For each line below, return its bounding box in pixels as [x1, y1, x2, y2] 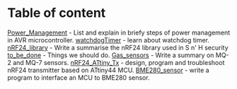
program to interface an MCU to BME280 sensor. [7, 73, 150, 82]
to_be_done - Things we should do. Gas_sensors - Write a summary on [7, 51, 214, 59]
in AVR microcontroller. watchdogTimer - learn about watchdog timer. [7, 35, 210, 44]
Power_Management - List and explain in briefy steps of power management [7, 28, 231, 37]
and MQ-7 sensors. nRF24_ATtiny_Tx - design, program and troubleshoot [13, 58, 225, 66]
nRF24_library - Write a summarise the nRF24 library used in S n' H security [7, 43, 229, 52]
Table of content [7, 5, 106, 21]
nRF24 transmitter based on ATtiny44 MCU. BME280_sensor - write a [7, 66, 210, 74]
